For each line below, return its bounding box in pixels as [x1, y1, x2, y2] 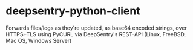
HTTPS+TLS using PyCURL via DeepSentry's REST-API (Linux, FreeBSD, [5, 30, 186, 37]
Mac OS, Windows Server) [5, 37, 72, 44]
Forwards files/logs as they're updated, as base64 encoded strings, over [5, 24, 187, 31]
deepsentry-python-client [5, 4, 140, 18]
